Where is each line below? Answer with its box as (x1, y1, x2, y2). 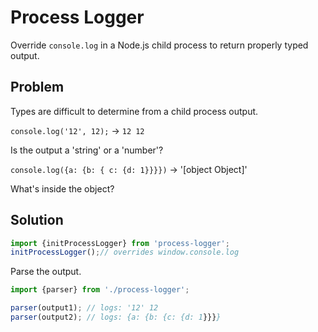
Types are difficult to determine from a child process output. (10, 105, 259, 117)
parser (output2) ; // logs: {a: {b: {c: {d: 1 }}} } (10, 312, 222, 323)
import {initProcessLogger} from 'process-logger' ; (10, 238, 230, 248)
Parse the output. (10, 266, 82, 278)
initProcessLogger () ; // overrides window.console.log (10, 247, 240, 258)
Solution (10, 212, 64, 229)
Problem (10, 79, 65, 96)
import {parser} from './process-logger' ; (10, 285, 190, 295)
